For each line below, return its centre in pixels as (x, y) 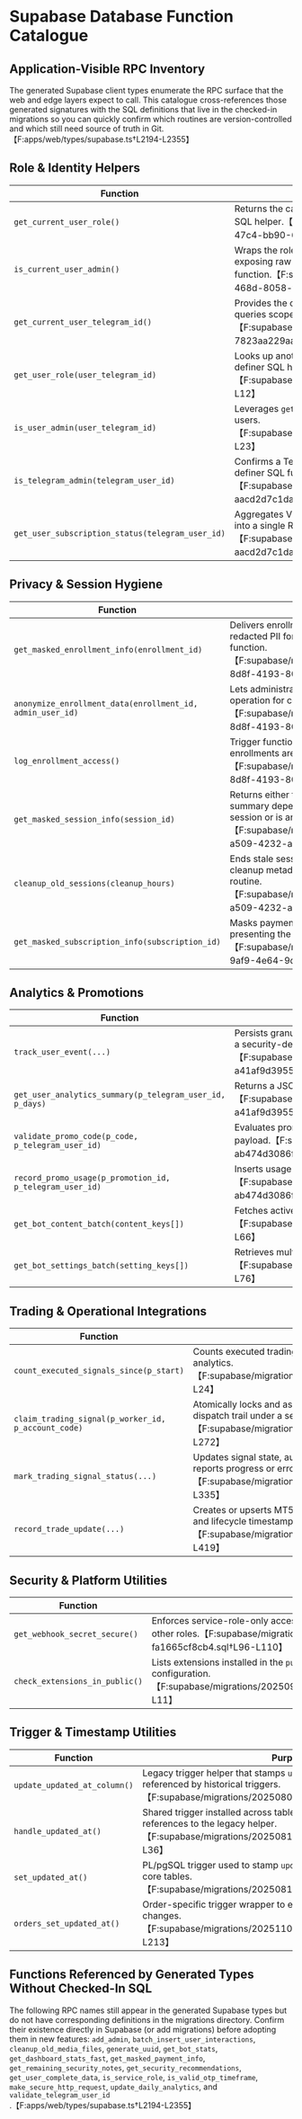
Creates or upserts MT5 (244, 1510)
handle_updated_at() (58, 1831)
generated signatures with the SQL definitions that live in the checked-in (143, 109)
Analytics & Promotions (77, 993)
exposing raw (263, 261)
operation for (257, 700)
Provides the (261, 303)
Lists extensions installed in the (218, 1662)
